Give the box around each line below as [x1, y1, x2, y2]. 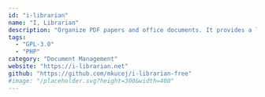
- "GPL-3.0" [15, 41, 55, 48]
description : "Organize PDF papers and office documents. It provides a [8, 26, 252, 34]
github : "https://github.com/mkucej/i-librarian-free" [8, 70, 192, 77]
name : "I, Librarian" [8, 19, 80, 27]
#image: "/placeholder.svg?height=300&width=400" [8, 77, 175, 84]
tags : [8, 33, 26, 41]
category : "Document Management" [8, 56, 118, 63]
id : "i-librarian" [8, 11, 69, 20]
